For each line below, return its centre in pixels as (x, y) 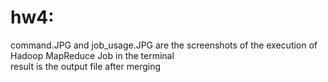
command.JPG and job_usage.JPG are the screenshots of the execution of (164, 45)
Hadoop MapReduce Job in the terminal (92, 55)
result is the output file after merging (86, 66)
